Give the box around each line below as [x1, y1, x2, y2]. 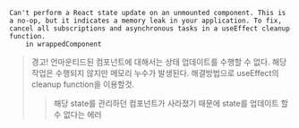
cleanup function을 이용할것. [30, 79, 135, 90]
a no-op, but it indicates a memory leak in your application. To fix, [9, 16, 282, 25]
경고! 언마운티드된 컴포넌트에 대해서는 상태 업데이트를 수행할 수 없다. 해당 [30, 56, 287, 67]
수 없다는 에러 [53, 109, 102, 120]
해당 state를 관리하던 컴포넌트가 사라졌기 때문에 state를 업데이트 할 [53, 98, 289, 108]
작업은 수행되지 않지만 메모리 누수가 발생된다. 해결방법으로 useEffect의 [30, 68, 279, 78]
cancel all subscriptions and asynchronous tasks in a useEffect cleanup [9, 24, 291, 33]
